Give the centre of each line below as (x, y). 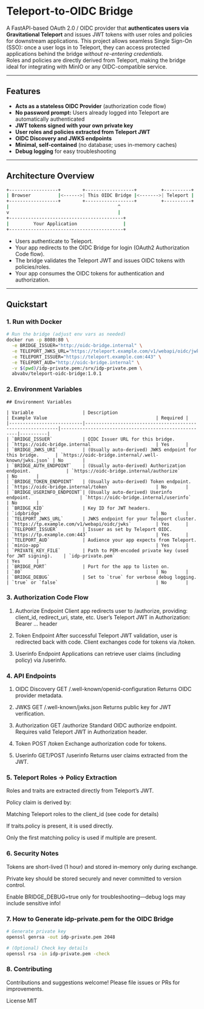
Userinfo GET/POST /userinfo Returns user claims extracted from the (101, 755)
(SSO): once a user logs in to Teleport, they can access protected (88, 47)
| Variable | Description (62, 413)
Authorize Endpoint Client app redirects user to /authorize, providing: (101, 610)
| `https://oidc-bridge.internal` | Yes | (97, 444)
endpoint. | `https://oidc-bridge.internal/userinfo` (99, 498)
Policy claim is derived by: (39, 803)
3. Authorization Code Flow (48, 598)
